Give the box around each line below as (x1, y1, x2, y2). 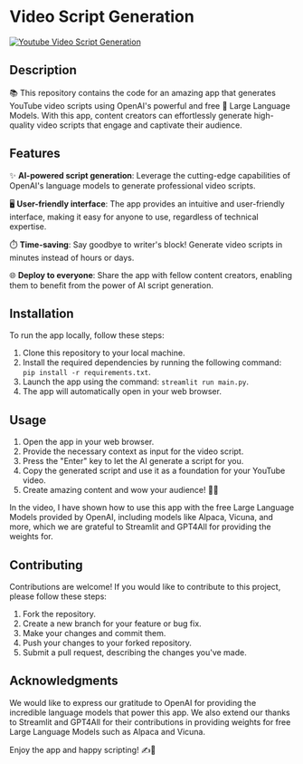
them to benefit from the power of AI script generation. (9, 279, 214, 291)
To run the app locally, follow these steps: (9, 330, 165, 341)
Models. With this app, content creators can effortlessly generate (9, 110, 252, 121)
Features (9, 146, 61, 161)
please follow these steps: (9, 591, 107, 602)
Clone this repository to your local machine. (22, 347, 185, 359)
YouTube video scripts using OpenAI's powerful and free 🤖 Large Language (9, 100, 291, 111)
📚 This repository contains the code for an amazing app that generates (9, 87, 276, 98)
